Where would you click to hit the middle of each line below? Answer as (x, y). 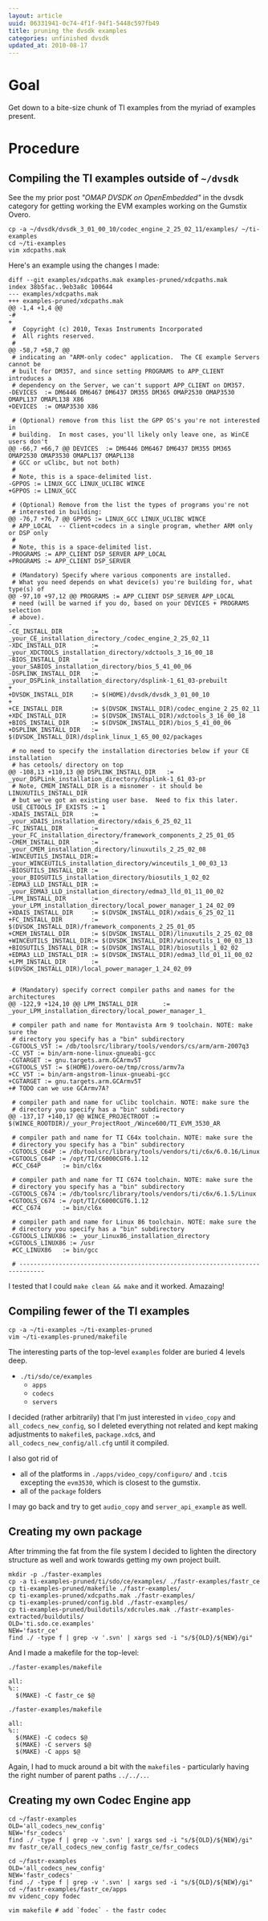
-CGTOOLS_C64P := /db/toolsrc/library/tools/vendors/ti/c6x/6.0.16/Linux (134, 1152)
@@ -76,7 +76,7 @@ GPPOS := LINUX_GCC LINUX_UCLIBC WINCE (107, 519)
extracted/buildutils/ (46, 1617)
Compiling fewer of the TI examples (99, 1312)
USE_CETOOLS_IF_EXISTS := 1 (59, 807)
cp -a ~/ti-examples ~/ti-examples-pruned (80, 1330)
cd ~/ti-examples (37, 243)
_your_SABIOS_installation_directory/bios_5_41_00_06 (100, 667)
